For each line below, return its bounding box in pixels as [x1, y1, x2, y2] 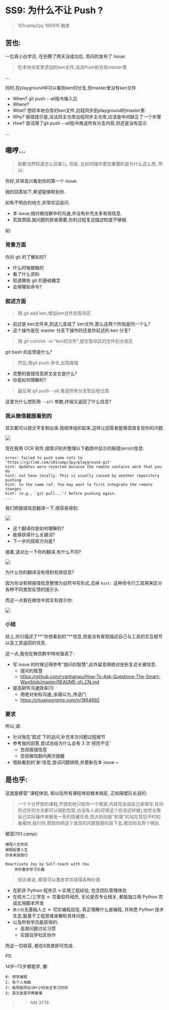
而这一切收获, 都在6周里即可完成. [5, 942, 74, 948]
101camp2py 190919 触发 [17, 22, 70, 28]
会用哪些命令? [12, 283, 42, 290]
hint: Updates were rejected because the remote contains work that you [5, 464, 162, 469]
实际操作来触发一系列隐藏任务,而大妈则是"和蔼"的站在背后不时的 [26, 813, 161, 819]
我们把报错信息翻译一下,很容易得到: [5, 505, 79, 511]
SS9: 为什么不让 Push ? [5, 5, 103, 16]
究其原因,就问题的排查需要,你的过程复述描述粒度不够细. [12, 217, 128, 223]
